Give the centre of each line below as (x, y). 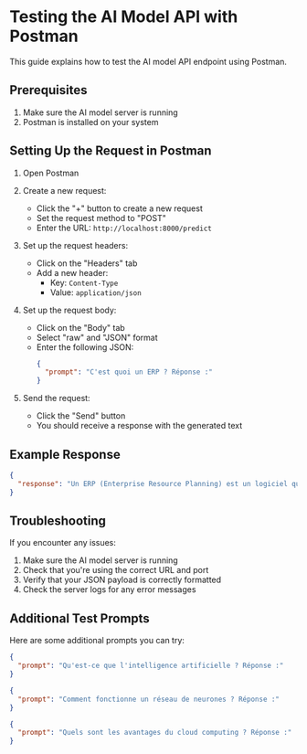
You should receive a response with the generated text (139, 426)
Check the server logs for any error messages (109, 589)
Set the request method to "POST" (101, 218)
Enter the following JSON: (85, 347)
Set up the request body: (69, 310)
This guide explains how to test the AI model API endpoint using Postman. (148, 61)
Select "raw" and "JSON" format (97, 337)
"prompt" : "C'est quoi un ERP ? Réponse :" (128, 372)
